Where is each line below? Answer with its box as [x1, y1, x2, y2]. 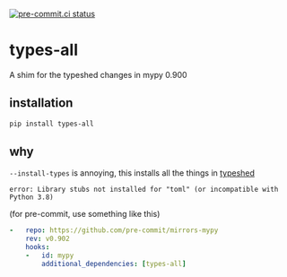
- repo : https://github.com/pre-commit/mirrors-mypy [9, 226, 219, 235]
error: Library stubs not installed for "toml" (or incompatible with [9, 185, 279, 195]
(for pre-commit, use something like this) [9, 209, 161, 220]
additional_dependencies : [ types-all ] [41, 259, 187, 268]
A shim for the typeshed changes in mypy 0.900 [9, 69, 187, 80]
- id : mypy [25, 251, 74, 260]
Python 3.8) [9, 193, 54, 202]
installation [9, 95, 74, 111]
